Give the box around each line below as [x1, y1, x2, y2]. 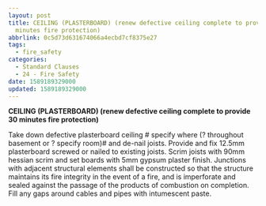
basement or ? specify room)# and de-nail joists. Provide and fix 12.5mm [8, 139, 245, 148]
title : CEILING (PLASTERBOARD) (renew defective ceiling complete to [8, 19, 243, 27]
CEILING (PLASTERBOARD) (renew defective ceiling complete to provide [8, 107, 251, 116]
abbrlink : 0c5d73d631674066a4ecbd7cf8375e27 [8, 33, 158, 42]
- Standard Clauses [15, 63, 80, 71]
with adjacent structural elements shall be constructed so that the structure [8, 163, 254, 174]
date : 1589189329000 [8, 77, 77, 85]
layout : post [8, 11, 51, 20]
